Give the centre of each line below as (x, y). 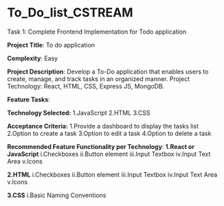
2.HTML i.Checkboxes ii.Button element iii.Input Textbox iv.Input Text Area (112, 174)
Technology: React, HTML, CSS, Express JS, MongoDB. (86, 86)
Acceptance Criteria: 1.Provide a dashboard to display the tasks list (103, 126)
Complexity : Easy (33, 58)
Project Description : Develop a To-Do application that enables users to (108, 71)
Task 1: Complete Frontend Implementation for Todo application (97, 32)
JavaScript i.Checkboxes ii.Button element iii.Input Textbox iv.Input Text (109, 154)
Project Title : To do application (51, 45)
